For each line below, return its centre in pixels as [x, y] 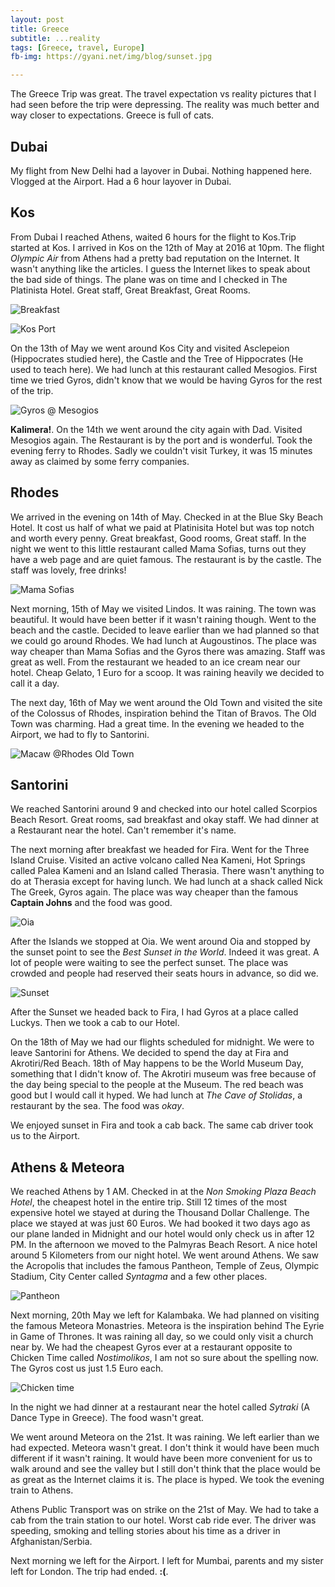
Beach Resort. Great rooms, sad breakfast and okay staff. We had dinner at [165, 820]
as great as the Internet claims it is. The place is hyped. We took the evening [167, 1480]
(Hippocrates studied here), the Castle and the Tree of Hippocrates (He [157, 358]
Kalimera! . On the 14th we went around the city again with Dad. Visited [156, 429]
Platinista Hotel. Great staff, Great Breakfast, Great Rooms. [130, 290]
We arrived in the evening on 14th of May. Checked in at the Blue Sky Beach [167, 517]
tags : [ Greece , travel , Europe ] [77, 47]
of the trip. [32, 390]
